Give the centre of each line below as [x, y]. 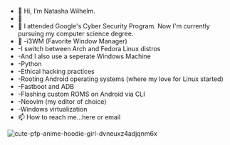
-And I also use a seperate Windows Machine [84, 56]
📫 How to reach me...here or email [69, 117]
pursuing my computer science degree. [75, 33]
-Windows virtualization [52, 109]
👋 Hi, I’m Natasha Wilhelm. [57, 11]
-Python [30, 64]
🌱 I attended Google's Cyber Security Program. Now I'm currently [114, 26]
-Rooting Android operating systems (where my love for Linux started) [120, 79]
